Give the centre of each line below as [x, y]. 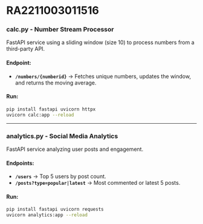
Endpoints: [20, 163]
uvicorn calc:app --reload [40, 115]
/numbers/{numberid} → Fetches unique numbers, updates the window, [103, 76]
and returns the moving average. [56, 83]
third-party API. [26, 49]
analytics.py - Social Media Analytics [62, 136]
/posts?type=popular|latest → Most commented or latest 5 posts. [98, 183]
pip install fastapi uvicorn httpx [51, 109]
